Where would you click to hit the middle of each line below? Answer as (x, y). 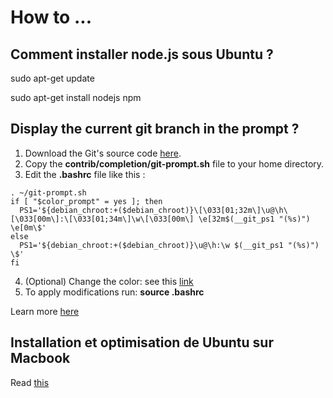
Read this (30, 382)
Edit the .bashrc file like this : (85, 174)
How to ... (51, 17)
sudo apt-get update (52, 78)
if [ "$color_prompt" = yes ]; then (86, 201)
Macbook (40, 358)
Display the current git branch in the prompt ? (155, 129)
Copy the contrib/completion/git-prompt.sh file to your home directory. (174, 163)
